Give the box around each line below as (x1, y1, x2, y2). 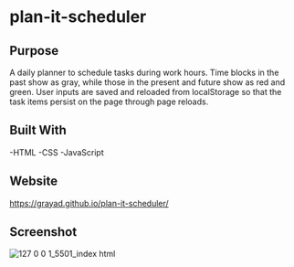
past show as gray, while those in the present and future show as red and (9, 77, 286, 88)
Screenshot (9, 224, 78, 240)
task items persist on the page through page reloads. (9, 96, 209, 107)
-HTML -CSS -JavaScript (9, 146, 104, 157)
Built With (9, 123, 67, 138)
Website (9, 174, 58, 189)
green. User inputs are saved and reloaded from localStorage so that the (9, 87, 282, 97)
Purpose (9, 43, 59, 59)
